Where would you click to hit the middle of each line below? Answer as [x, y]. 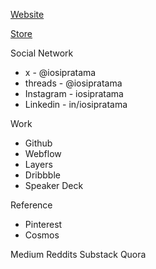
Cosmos [42, 235]
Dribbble [42, 175]
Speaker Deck [54, 185]
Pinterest [43, 224]
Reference [31, 205]
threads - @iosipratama [73, 83]
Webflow [43, 153]
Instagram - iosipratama [74, 93]
